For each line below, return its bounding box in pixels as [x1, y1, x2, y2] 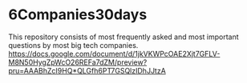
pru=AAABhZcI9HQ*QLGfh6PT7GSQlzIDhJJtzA [8, 65, 166, 75]
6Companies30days [8, 6, 148, 24]
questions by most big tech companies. [8, 40, 139, 49]
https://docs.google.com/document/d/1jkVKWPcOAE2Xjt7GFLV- [8, 49, 221, 58]
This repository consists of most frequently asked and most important [8, 32, 239, 41]
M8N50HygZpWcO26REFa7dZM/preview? [8, 57, 148, 67]
